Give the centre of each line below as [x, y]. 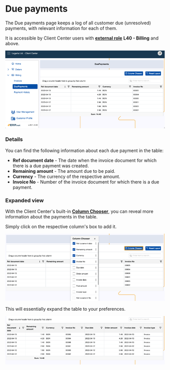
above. [12, 43]
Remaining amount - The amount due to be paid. [64, 171]
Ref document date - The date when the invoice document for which [84, 160]
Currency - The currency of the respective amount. [66, 176]
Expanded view [25, 200]
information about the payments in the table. [51, 217]
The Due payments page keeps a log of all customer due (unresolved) [78, 23]
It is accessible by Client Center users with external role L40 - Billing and [82, 38]
